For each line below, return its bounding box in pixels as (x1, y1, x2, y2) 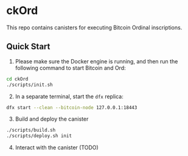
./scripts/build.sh (6, 127, 56, 133)
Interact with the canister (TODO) (15, 144, 99, 151)
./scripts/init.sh (6, 82, 53, 88)
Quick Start (6, 41, 50, 52)
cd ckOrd (6, 76, 29, 82)
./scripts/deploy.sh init (6, 133, 72, 139)
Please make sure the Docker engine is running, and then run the (15, 57, 178, 65)
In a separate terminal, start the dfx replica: (15, 93, 124, 100)
